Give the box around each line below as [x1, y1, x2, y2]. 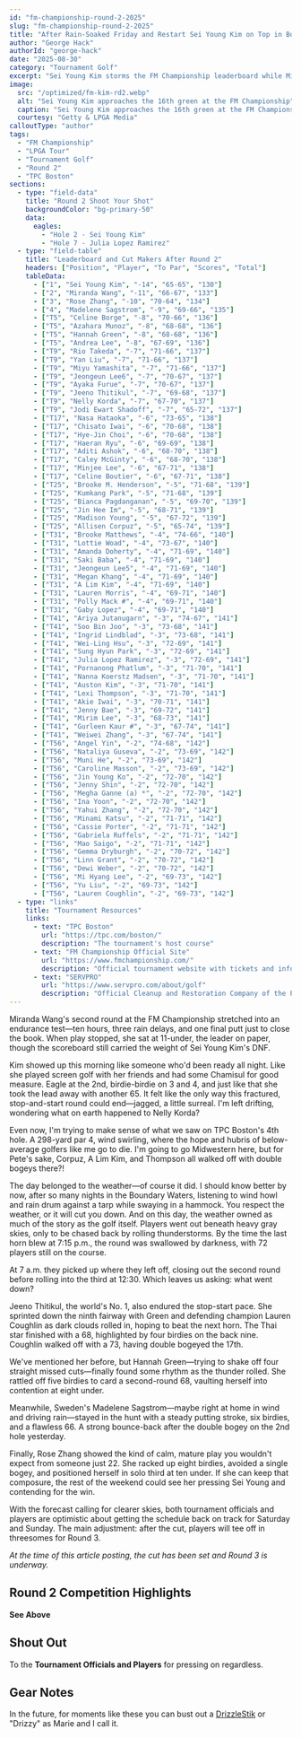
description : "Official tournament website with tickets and [41, 964, 275, 974]
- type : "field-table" [17, 247, 102, 256]
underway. [9, 1559, 49, 1570]
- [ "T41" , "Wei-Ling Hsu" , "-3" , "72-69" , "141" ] [32, 639, 222, 648]
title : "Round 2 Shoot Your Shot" [25, 197, 154, 206]
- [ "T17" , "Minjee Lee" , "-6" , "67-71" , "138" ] [32, 464, 215, 473]
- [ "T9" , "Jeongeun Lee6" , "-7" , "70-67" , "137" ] [32, 371, 222, 381]
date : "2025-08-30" [9, 55, 82, 64]
